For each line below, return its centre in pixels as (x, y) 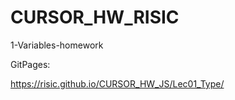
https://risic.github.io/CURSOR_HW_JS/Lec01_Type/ (117, 83)
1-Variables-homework (57, 45)
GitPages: (30, 64)
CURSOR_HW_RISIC (95, 17)
